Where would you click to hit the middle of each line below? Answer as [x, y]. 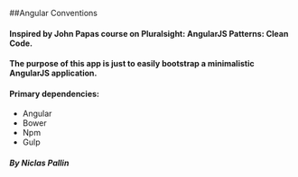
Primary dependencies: [55, 93]
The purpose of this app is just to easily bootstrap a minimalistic [132, 64]
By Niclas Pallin [39, 163]
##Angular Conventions [53, 13]
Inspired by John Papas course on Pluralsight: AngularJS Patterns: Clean [149, 33]
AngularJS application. [53, 73]
